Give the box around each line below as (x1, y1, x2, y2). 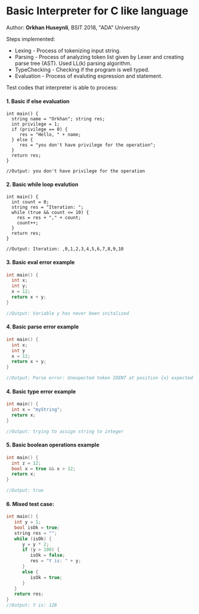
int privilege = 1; (11, 121, 60, 128)
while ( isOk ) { (14, 535, 52, 542)
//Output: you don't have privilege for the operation (6, 168, 145, 174)
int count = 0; (11, 199, 49, 205)
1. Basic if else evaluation (6, 97, 70, 105)
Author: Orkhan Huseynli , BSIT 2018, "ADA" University (6, 24, 140, 31)
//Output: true (6, 488, 44, 494)
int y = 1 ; (14, 519, 42, 525)
